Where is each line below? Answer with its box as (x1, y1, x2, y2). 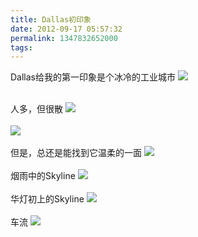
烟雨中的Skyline (10, 170, 76, 182)
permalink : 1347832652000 (10, 33, 118, 43)
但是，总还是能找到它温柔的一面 (10, 147, 142, 159)
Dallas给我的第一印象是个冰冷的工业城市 (10, 71, 176, 83)
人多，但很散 (10, 103, 63, 115)
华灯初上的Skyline (10, 193, 85, 205)
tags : (10, 42, 33, 53)
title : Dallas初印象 (10, 14, 92, 25)
